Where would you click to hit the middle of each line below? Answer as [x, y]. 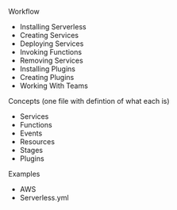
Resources [37, 141]
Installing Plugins [47, 69]
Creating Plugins [47, 77]
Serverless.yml [44, 198]
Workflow [24, 11]
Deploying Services [52, 44]
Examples [24, 174]
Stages [31, 150]
